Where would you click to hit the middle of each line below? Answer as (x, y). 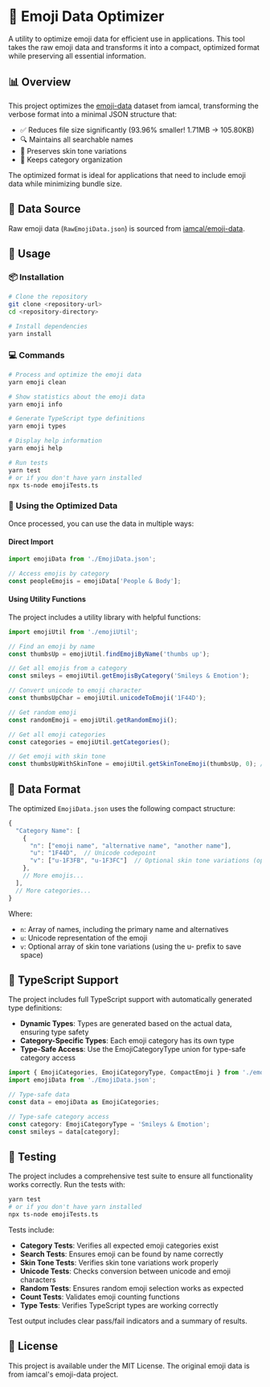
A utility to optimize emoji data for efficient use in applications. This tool (127, 39)
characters (38, 1279)
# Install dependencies (48, 326)
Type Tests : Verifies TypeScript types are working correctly (119, 1305)
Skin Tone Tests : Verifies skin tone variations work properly (119, 1262)
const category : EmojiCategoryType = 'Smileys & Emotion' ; (109, 1124)
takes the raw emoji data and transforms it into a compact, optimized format (134, 47)
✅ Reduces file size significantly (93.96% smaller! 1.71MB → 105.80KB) (137, 130)
